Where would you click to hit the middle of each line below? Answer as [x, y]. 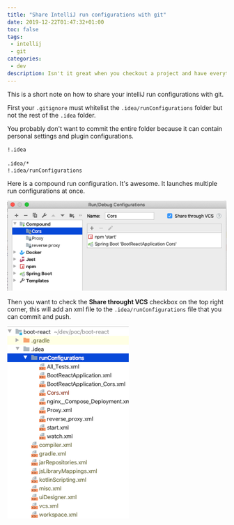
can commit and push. [39, 316]
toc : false [23, 29]
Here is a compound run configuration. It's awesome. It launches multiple [112, 183]
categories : [24, 59]
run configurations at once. [46, 191]
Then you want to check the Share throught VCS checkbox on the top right [116, 301]
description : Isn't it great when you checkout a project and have [107, 73]
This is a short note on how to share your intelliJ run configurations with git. [116, 94]
